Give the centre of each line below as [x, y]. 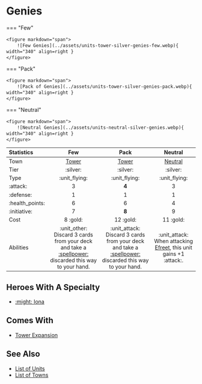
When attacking [174, 241]
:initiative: [21, 211]
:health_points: [27, 203]
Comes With [30, 321]
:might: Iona [30, 302]
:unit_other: [74, 228]
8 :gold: [73, 220]
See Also [23, 354]
